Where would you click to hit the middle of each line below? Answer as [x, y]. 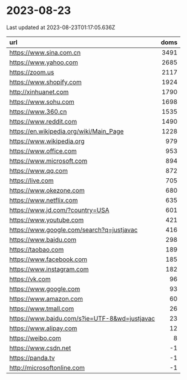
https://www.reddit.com [43, 121]
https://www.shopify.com [45, 82]
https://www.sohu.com [42, 102]
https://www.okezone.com [47, 190]
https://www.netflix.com [44, 200]
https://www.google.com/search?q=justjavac [74, 230]
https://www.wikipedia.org [47, 141]
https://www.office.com [43, 151]
